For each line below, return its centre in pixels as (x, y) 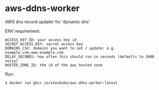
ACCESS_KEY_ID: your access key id (41, 40)
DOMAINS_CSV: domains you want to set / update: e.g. (60, 48)
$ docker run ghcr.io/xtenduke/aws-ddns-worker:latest (61, 83)
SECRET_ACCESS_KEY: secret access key (44, 44)
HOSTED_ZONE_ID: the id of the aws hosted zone (54, 65)
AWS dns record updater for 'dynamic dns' (48, 22)
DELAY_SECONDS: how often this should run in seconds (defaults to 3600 (80, 57)
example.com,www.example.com (34, 52)
